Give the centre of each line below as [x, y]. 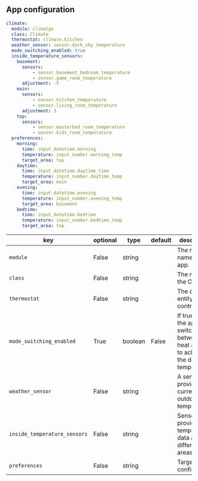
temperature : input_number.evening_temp [72, 198]
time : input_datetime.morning [59, 149]
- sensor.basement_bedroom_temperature [81, 72]
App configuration [40, 10]
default [161, 240]
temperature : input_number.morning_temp [72, 155]
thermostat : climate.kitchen [47, 40]
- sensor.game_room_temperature [72, 78]
